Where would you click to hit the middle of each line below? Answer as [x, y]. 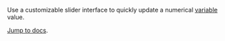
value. [16, 17]
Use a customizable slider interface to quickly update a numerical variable [112, 10]
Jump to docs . [28, 30]
